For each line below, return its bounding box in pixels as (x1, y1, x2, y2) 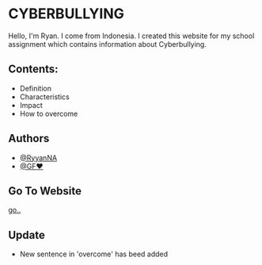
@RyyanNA (19, 152, 58, 163)
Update (8, 228, 46, 242)
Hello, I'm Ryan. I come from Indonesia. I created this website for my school (8, 31, 255, 40)
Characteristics (19, 92, 70, 102)
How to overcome (19, 109, 78, 118)
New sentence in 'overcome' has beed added (19, 249, 169, 259)
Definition (19, 83, 51, 93)
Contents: (8, 63, 59, 76)
